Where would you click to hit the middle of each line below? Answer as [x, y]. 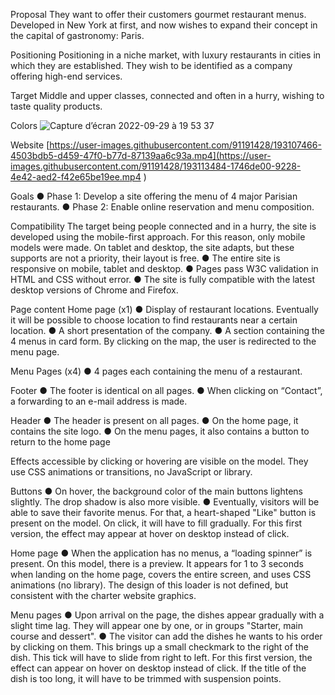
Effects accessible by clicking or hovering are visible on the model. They [159, 461]
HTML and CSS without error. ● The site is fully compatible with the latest [163, 279]
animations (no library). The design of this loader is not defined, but [149, 585]
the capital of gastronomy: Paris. [77, 35]
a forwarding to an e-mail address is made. [99, 401]
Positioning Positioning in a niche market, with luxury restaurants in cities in [166, 55]
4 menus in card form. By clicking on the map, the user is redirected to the [163, 341]
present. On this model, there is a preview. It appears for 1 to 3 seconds [157, 563]
